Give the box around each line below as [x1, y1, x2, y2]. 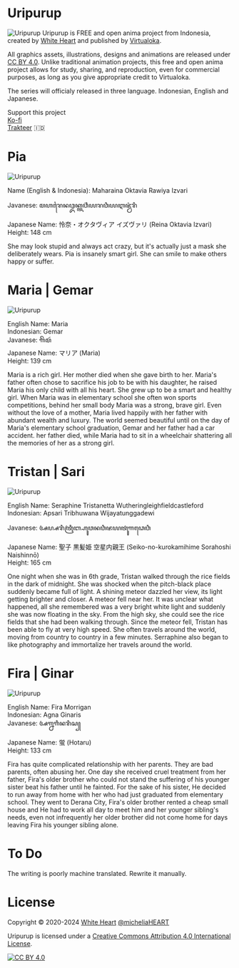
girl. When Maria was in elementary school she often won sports [7, 393, 197, 401]
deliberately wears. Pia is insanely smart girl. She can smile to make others [7, 249, 227, 258]
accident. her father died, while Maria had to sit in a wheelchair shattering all [7, 430, 233, 440]
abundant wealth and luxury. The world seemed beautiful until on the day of [7, 415, 230, 424]
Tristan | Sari [7, 464, 86, 480]
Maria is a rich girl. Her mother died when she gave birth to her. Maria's [7, 370, 218, 379]
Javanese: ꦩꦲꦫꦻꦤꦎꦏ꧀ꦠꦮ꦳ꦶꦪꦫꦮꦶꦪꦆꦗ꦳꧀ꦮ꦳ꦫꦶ [7, 201, 138, 209]
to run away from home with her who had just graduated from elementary [7, 790, 223, 799]
